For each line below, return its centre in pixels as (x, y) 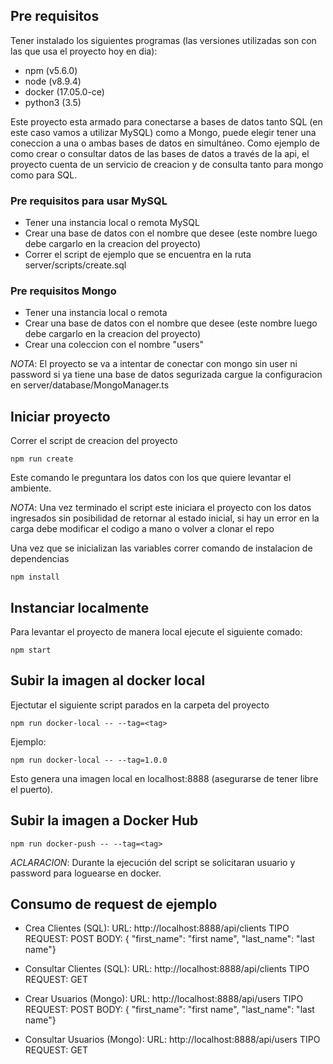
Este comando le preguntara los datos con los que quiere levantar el (151, 478)
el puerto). (31, 789)
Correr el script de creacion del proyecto (94, 441)
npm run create (42, 459)
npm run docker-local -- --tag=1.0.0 (89, 760)
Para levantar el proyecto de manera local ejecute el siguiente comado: (156, 632)
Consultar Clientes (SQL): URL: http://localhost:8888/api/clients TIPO (167, 969)
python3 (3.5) (53, 102)
